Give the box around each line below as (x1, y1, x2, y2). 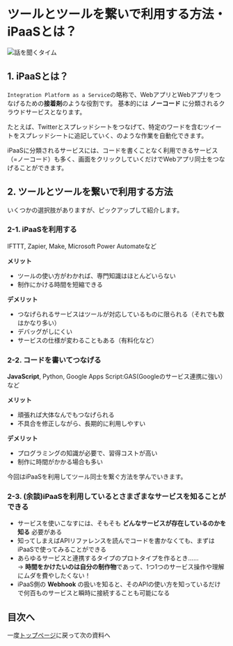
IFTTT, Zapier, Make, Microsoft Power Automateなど (7, 242, 157, 250)
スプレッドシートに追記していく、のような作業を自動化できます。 (19, 131, 208, 139)
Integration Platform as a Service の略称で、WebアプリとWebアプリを (7, 90, 216, 98)
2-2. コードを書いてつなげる (7, 355, 102, 364)
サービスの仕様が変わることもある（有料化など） (17, 336, 158, 344)
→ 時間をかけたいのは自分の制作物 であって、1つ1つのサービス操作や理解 (17, 562, 225, 571)
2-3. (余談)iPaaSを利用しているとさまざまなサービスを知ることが (7, 492, 226, 502)
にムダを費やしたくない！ (17, 571, 91, 580)
